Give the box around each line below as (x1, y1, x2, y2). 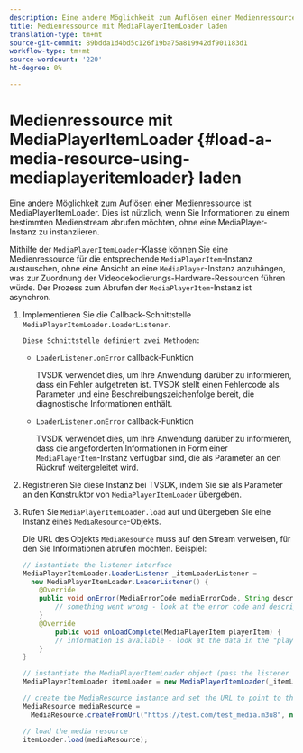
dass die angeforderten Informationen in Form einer (35, 443, 228, 454)
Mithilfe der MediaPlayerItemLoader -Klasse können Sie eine (9, 243, 228, 254)
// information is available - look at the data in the (55, 636, 270, 645)
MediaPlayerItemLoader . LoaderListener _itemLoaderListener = (22, 569, 258, 578)
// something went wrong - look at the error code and (55, 602, 266, 611)
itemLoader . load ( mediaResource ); (22, 735, 149, 744)
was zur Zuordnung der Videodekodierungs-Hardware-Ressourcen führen (9, 272, 286, 283)
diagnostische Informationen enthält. (35, 398, 173, 409)
